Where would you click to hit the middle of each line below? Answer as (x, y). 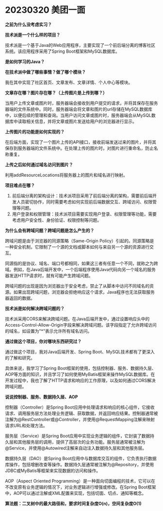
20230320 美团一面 (45, 10)
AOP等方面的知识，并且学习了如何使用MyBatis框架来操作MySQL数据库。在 (80, 374)
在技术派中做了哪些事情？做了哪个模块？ (45, 72)
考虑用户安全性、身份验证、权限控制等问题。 (57, 220)
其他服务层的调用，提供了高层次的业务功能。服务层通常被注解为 (81, 442)
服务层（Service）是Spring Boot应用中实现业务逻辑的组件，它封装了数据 (78, 436)
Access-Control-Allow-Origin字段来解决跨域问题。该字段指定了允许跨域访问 (81, 325)
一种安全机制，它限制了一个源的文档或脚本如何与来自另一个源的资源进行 (77, 247)
